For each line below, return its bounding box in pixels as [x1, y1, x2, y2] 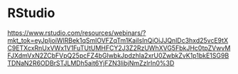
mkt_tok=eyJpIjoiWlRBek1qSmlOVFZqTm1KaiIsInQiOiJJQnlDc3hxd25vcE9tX [7, 36, 229, 44]
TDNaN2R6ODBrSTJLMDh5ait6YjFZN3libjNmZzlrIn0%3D [7, 58, 175, 67]
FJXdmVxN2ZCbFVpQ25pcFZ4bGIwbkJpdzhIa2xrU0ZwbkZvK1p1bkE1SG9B [7, 51, 229, 60]
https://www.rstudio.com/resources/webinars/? [7, 28, 146, 37]
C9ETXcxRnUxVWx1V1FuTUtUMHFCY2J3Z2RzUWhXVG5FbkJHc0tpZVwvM [7, 43, 231, 52]
